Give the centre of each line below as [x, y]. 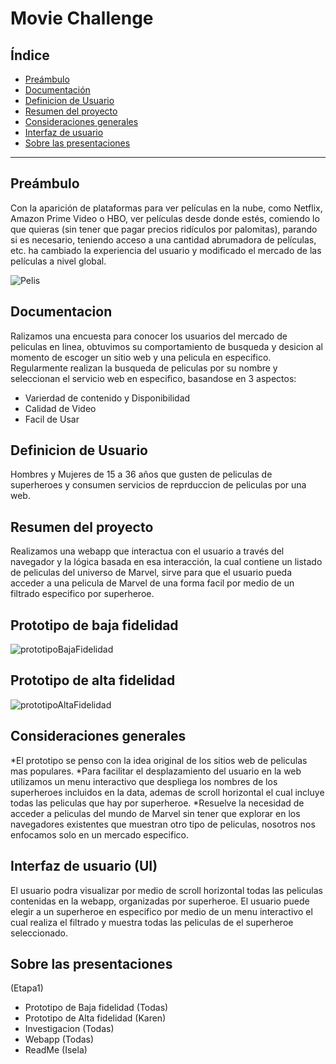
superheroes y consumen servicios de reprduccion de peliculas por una [158, 485]
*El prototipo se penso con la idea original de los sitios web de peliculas [159, 760]
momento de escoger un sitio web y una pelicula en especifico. [141, 357]
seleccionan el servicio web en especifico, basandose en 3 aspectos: [153, 378]
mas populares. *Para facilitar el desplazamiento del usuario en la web [156, 771]
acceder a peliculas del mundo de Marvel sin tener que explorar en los [155, 813]
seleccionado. [39, 933]
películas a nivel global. [58, 261]
